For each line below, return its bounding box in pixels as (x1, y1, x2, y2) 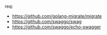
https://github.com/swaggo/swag (12, 19, 82, 24)
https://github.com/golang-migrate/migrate (12, 13, 102, 19)
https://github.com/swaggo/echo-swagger (12, 24, 101, 30)
